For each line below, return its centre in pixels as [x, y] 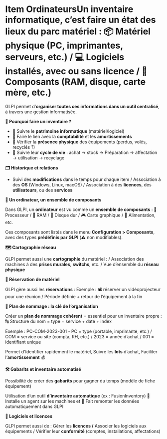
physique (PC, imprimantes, [64, 46]
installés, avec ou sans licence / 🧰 [77, 71]
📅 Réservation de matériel [32, 279]
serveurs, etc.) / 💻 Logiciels [65, 57]
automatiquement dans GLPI [34, 406]
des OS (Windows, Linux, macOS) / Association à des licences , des [82, 184]
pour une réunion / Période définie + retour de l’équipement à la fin [74, 296]
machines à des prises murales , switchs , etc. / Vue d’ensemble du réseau [82, 264]
